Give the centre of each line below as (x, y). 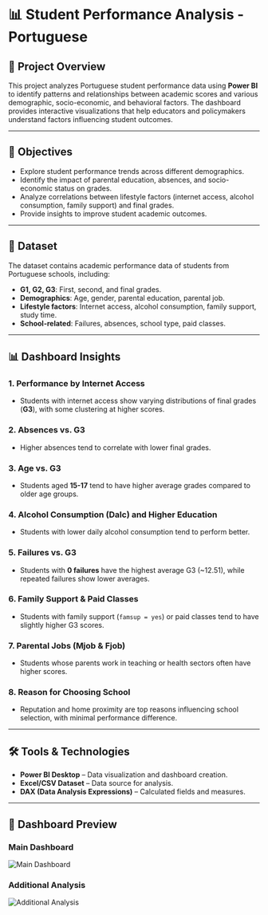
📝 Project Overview (57, 67)
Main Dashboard (41, 847)
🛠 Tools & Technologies (69, 751)
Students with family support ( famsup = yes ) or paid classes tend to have (139, 616)
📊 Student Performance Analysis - (126, 15)
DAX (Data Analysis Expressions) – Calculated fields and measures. (132, 792)
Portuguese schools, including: (59, 274)
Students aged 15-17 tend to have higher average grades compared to (135, 485)
